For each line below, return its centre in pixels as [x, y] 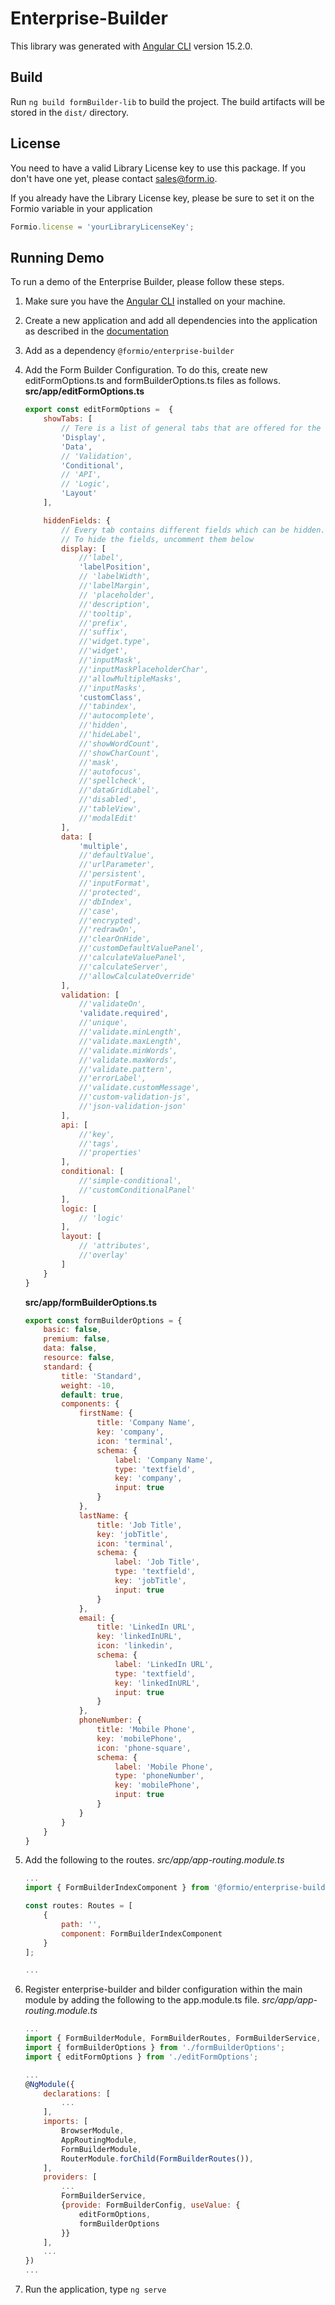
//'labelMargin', [115, 586]
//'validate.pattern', [126, 1069]
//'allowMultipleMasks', [130, 678]
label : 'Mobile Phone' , [164, 1767]
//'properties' [110, 1153]
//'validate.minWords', [128, 1050]
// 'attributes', [115, 1246]
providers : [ [70, 2177]
